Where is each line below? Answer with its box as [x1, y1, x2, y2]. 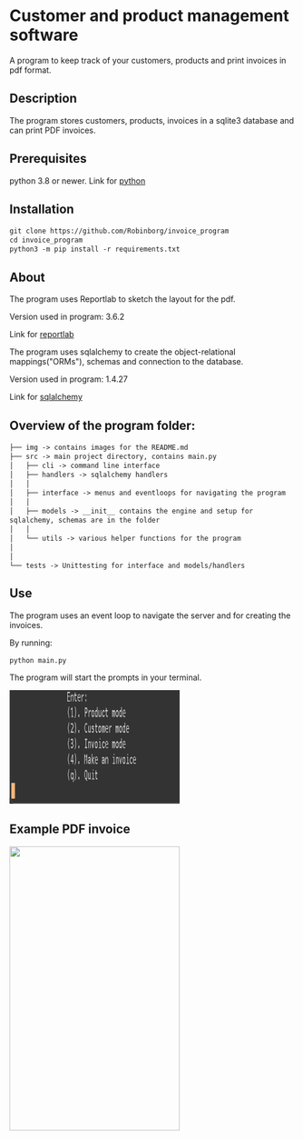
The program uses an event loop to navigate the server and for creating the [9, 610, 291, 621]
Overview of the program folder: [9, 417, 196, 433]
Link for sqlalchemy [9, 392, 83, 403]
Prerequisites [9, 151, 87, 166]
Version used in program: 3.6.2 [9, 311, 125, 323]
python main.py [9, 655, 67, 665]
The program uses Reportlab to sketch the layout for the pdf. [9, 294, 236, 305]
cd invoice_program [9, 235, 83, 245]
